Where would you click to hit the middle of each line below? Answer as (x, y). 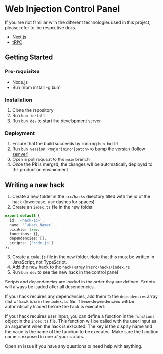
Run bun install (29, 115)
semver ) (20, 154)
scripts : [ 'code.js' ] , (32, 243)
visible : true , (25, 230)
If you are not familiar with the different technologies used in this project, (78, 22)
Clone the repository (33, 110)
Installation (19, 100)
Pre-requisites (22, 71)
